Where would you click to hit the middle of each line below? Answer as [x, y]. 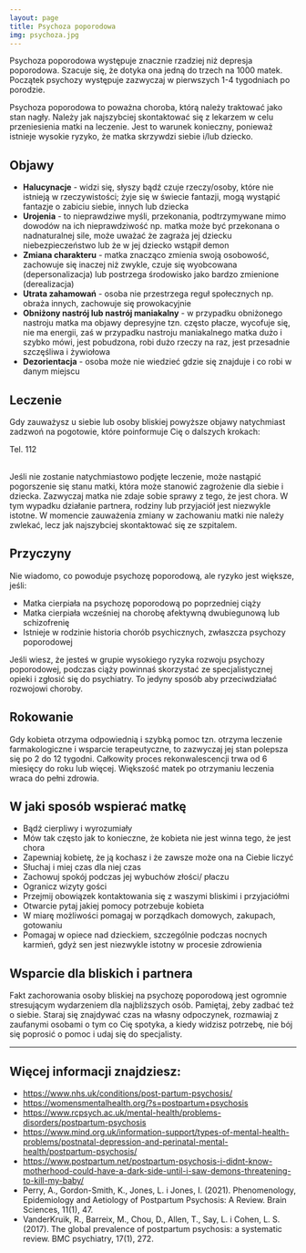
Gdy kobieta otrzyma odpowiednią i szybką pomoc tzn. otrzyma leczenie [146, 739]
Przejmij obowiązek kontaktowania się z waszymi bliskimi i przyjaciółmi [156, 896]
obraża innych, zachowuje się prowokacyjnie [107, 304]
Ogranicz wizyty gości [65, 886]
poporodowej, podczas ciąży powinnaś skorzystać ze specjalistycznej [141, 669]
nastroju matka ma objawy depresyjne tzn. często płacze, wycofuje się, [157, 323]
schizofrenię [46, 622]
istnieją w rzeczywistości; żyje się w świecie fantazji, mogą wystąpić [151, 197]
